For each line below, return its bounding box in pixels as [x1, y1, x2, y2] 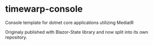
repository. [5, 34, 27, 40]
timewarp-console [5, 3, 83, 15]
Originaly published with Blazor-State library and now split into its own [5, 29, 149, 35]
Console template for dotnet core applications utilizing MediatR [5, 20, 134, 25]
